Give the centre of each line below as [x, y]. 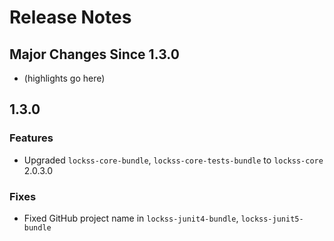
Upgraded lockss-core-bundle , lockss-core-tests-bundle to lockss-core [173, 160]
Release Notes [70, 17]
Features [31, 138]
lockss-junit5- [272, 219]
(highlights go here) [64, 78]
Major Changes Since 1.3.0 [94, 54]
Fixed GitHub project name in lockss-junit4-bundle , [131, 218]
